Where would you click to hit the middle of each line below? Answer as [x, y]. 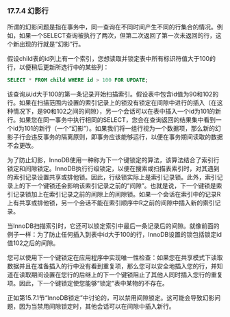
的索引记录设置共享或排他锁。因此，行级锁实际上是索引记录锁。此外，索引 [112, 177]
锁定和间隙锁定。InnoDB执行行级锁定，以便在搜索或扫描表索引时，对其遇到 [113, 168]
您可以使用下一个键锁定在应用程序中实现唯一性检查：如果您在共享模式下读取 [115, 257]
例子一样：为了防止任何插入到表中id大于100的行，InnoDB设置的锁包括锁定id [115, 235]
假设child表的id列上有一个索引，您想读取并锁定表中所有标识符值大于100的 [111, 59]
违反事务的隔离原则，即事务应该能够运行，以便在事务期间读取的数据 [127, 137]
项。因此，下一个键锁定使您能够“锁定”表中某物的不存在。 [88, 283]
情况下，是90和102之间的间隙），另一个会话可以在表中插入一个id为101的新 [117, 112]
